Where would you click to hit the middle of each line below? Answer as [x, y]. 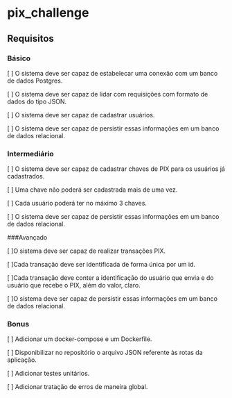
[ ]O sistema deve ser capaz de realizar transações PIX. [87, 251]
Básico [19, 58]
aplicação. [22, 360]
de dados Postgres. [35, 81]
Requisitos [30, 39]
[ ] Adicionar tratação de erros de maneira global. [78, 387]
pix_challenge [48, 13]
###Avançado [27, 238]
